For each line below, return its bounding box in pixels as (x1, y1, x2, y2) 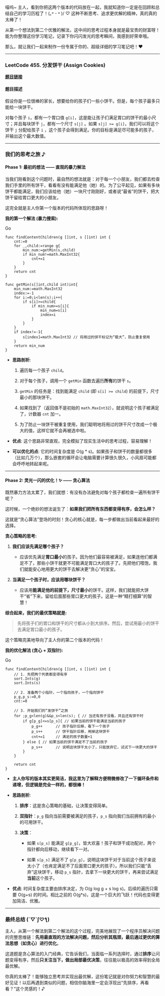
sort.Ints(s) (14, 680, 41, 685)
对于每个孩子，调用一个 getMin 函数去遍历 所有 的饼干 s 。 (19, 378, 134, 384)
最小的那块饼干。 (19, 394, 55, 400)
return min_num (14, 343, 45, 348)
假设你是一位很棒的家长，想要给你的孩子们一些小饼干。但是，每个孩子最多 (5, 98, 156, 104)
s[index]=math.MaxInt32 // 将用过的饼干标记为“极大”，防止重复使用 (23, 334, 150, 339)
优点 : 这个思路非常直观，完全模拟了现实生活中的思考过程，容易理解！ (12, 438, 153, 444)
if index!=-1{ (14, 329, 43, 334)
